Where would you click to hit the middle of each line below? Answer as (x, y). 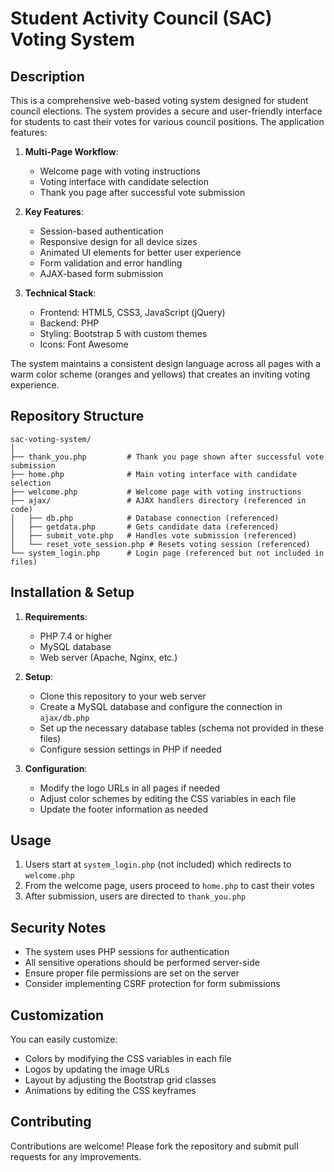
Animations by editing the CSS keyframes (110, 1091)
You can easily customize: (64, 1039)
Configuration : (56, 768)
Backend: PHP (69, 323)
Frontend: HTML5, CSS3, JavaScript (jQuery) (132, 312)
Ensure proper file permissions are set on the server (132, 973)
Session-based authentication (101, 231)
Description (47, 76)
